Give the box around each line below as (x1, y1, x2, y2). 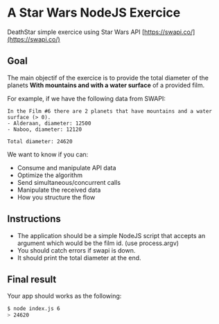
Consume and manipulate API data (17, 163, 116, 172)
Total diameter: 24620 (7, 138, 73, 145)
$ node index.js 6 (7, 305, 60, 312)
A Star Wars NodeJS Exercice (7, 5, 181, 21)
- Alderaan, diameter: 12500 (7, 120, 91, 127)
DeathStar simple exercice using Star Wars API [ (7, 28, 145, 36)
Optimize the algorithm (17, 171, 83, 179)
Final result (7, 273, 57, 285)
